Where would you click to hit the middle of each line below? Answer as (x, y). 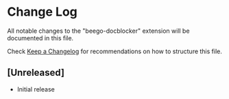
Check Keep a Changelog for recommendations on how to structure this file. (115, 51)
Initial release (36, 89)
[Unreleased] (36, 73)
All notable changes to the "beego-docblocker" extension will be (98, 31)
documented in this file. (40, 38)
